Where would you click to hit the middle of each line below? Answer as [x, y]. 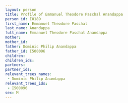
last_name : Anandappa [28, 28]
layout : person [21, 10]
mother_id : [16, 42]
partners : [15, 65]
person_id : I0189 [23, 19]
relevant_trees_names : [29, 74]
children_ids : [20, 60]
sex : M [12, 93]
